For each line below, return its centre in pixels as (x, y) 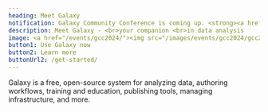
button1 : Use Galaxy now (49, 45)
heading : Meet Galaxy (44, 15)
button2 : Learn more (43, 52)
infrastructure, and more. (49, 99)
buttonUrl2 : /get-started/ (53, 60)
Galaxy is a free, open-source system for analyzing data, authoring (118, 82)
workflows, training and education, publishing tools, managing (110, 91)
